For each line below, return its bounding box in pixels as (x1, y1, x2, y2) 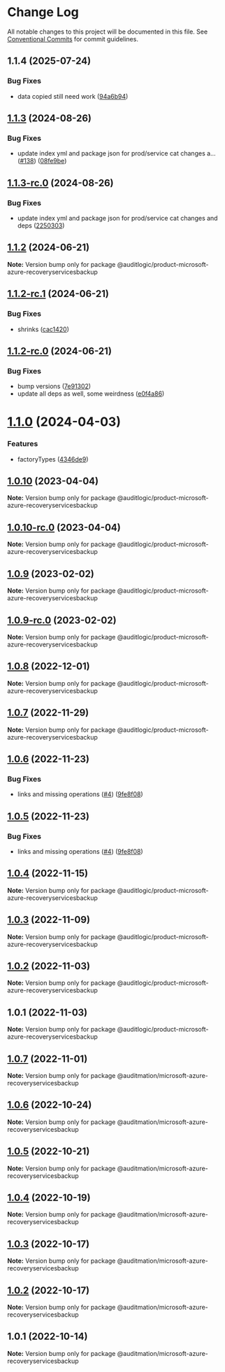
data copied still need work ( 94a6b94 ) (17, 92, 129, 100)
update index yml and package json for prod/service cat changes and (17, 214, 218, 222)
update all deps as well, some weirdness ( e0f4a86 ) (17, 389, 165, 398)
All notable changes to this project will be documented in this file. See (7, 27, 208, 36)
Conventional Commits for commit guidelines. (7, 34, 138, 43)
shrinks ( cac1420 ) (17, 325, 70, 333)
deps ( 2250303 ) (17, 221, 65, 230)
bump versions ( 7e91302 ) (17, 382, 92, 391)
